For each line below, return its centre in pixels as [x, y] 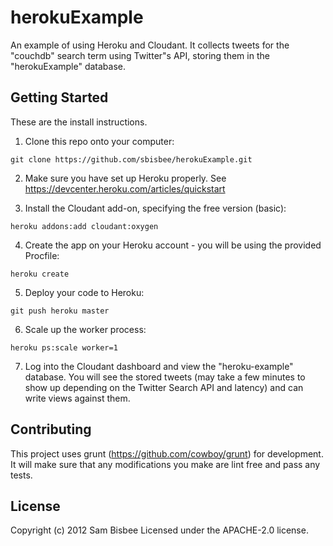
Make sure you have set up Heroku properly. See [125, 178]
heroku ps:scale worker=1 [64, 347]
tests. [21, 475]
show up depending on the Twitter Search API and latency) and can [164, 387]
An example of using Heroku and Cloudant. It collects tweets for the [150, 45]
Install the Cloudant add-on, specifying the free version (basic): [155, 208]
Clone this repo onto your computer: [99, 141]
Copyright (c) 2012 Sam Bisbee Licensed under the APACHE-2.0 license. [159, 530]
